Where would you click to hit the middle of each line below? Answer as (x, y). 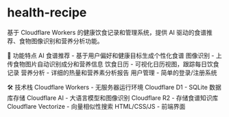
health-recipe (47, 13)
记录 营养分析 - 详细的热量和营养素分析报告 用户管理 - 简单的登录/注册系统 (112, 73)
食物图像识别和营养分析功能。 (61, 41)
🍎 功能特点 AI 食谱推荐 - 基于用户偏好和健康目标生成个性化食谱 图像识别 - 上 (114, 55)
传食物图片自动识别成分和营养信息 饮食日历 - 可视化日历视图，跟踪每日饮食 (113, 64)
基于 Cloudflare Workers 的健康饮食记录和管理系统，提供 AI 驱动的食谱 (107, 32)
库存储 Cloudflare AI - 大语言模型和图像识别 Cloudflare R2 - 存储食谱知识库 (113, 98)
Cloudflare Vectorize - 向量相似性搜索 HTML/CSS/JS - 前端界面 (96, 106)
